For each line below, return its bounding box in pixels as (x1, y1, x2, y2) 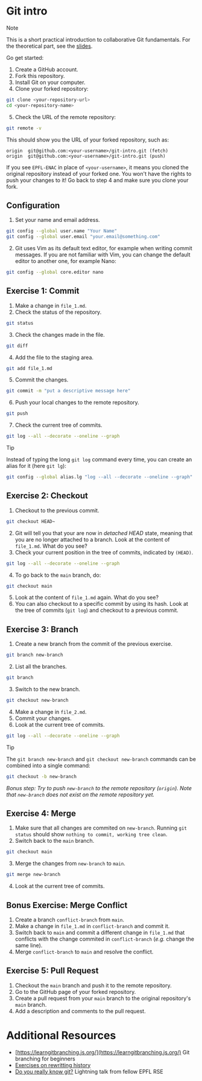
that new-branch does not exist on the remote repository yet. (6, 791, 155, 798)
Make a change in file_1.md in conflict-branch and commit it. (14, 922, 170, 929)
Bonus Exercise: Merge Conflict (6, 900, 128, 911)
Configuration (6, 200, 60, 210)
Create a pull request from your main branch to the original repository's (14, 995, 191, 1002)
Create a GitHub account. (14, 65, 78, 73)
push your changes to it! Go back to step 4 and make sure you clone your (6, 177, 189, 184)
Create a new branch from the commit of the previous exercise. (14, 640, 173, 648)
